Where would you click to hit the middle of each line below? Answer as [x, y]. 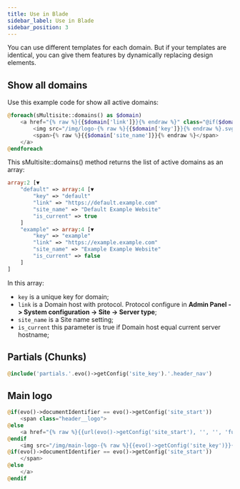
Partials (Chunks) [47, 357]
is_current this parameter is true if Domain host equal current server [119, 327]
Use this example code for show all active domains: [83, 102]
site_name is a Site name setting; [66, 319]
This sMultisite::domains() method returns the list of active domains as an [115, 162]
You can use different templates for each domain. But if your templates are [117, 48]
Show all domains [47, 85]
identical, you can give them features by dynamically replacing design [110, 55]
